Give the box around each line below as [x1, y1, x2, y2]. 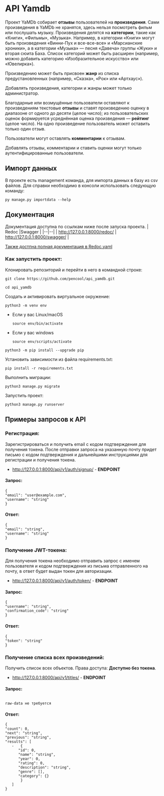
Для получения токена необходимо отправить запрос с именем [5, 558, 140, 564]
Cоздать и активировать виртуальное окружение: [5, 293, 110, 299]
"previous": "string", [5, 735, 51, 740]
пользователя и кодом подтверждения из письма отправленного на [5, 563, 148, 569]
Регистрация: [5, 430, 40, 437]
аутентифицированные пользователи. [5, 150, 84, 156]
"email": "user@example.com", [5, 492, 67, 498]
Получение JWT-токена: [5, 546, 67, 553]
